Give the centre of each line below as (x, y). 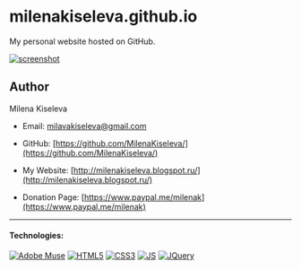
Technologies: (37, 236)
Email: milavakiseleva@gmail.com (84, 126)
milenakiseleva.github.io (103, 17)
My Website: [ (48, 170)
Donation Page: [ (53, 197)
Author (29, 87)
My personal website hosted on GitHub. (82, 41)
